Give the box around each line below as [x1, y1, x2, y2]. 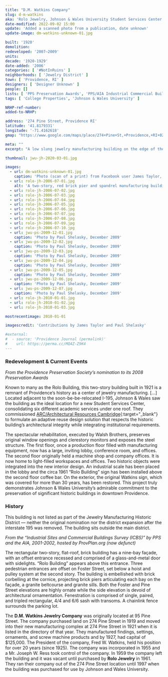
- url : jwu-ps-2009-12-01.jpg [9, 230, 72, 235]
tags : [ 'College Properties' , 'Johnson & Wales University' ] [5, 96, 140, 101]
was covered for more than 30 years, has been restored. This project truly [5, 479, 157, 486]
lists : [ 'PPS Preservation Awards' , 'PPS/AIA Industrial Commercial [5, 91, 153, 96]
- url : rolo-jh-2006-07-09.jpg [9, 221, 75, 226]
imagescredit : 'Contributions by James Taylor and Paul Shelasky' [5, 323, 146, 328]
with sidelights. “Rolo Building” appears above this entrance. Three [5, 560, 143, 566]
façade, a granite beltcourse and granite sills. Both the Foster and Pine [5, 582, 150, 588]
